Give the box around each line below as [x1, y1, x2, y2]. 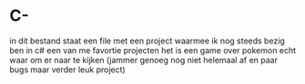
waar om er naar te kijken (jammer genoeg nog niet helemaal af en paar [9, 54, 278, 65]
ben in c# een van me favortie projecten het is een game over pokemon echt [9, 44, 297, 55]
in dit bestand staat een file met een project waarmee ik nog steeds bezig [9, 35, 285, 46]
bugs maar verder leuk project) [9, 64, 126, 75]
